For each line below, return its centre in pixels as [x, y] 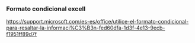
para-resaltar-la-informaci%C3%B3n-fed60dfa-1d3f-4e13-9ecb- [86, 28]
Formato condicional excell [46, 9]
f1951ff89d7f [22, 34]
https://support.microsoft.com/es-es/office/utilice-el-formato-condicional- [97, 22]
